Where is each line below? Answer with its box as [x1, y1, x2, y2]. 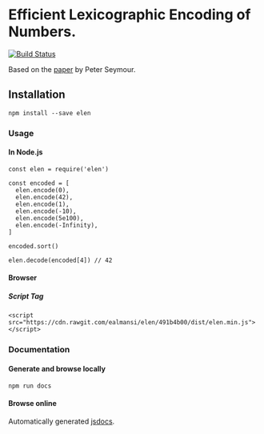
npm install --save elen [8, 109, 91, 117]
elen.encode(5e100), [15, 214, 84, 222]
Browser [8, 273, 38, 283]
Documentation [8, 344, 70, 356]
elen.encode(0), [15, 186, 70, 194]
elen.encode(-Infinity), [15, 221, 98, 229]
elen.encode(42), [15, 193, 74, 201]
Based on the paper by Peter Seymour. [8, 64, 136, 74]
